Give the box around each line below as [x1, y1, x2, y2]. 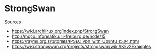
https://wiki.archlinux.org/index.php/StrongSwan [11, 28, 109, 34]
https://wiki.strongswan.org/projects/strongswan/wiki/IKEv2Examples [11, 43, 151, 49]
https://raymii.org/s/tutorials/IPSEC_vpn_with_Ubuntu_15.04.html [11, 38, 139, 44]
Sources [4, 19, 21, 25]
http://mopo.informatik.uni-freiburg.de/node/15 [11, 33, 106, 39]
